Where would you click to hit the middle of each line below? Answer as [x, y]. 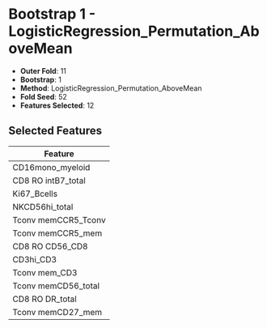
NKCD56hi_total [43, 207]
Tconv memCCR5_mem [57, 233]
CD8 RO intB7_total [49, 181]
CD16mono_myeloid [51, 167]
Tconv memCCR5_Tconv [59, 219]
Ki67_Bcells [35, 194]
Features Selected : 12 [57, 105]
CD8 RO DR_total [44, 299]
